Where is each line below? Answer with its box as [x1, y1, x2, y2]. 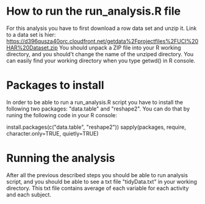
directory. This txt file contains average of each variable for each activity [6, 184, 189, 192]
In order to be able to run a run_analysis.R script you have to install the [6, 98, 183, 106]
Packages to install [6, 78, 105, 92]
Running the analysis [6, 151, 115, 166]
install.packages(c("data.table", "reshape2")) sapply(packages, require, [6, 123, 186, 131]
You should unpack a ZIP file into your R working [59, 44, 181, 51]
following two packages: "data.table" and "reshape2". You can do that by [6, 105, 190, 112]
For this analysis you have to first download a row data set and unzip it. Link [6, 24, 197, 32]
